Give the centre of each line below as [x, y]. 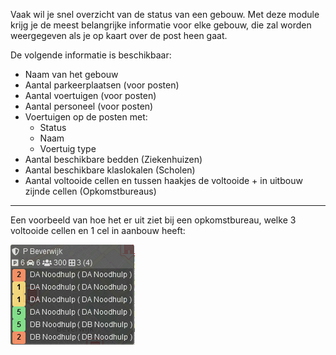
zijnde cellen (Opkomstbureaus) [90, 191]
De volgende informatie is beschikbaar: [91, 55]
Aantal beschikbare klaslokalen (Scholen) [110, 170]
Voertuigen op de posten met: [86, 117]
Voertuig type [68, 148]
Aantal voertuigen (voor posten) [90, 95]
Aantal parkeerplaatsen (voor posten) [102, 85]
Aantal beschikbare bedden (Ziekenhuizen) [113, 159]
